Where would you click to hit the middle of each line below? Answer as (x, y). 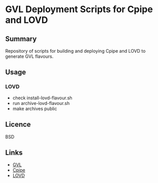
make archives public (35, 108)
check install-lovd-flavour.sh (42, 98)
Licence (18, 124)
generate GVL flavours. (29, 56)
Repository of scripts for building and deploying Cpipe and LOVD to (75, 51)
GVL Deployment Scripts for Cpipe (79, 9)
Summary (21, 39)
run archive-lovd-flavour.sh (41, 103)
